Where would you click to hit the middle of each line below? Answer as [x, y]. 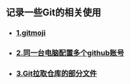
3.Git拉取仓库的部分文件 [56, 73]
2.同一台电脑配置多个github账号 [70, 53]
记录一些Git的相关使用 [54, 13]
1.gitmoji [31, 33]
